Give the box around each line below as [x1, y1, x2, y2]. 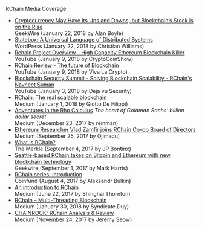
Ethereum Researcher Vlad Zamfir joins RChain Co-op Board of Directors [14, 126, 196, 133]
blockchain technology [14, 158, 72, 165]
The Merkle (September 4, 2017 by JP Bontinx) [14, 145, 131, 152]
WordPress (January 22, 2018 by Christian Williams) [14, 42, 145, 50]
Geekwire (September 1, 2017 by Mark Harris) [14, 164, 128, 172]
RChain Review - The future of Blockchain [14, 62, 119, 69]
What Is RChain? [14, 139, 56, 146]
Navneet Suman [14, 81, 55, 88]
